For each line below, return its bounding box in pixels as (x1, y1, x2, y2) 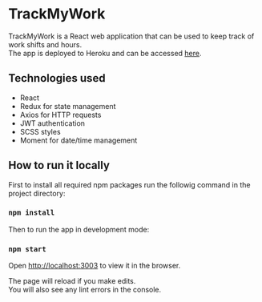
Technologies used (8, 71, 106, 85)
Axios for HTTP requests (19, 110, 102, 119)
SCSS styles (19, 127, 62, 136)
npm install (8, 208, 55, 217)
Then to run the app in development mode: (8, 224, 150, 234)
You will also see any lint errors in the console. (8, 285, 162, 295)
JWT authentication (19, 118, 86, 128)
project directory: (8, 188, 66, 198)
